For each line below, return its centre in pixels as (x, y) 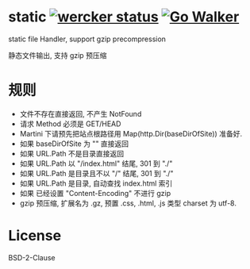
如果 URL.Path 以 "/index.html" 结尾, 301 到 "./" (96, 163)
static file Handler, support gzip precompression (87, 39)
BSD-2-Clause (32, 257)
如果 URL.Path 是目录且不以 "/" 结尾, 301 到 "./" (96, 173)
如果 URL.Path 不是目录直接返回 (72, 153)
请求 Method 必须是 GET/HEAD (70, 124)
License (35, 236)
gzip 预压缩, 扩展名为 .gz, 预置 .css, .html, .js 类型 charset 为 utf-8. (128, 203)
